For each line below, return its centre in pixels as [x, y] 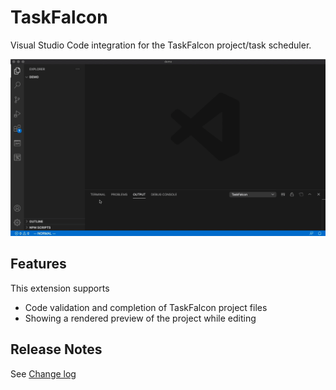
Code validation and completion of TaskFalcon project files [146, 307]
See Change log [43, 373]
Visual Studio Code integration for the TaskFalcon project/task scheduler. [161, 45]
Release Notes [56, 349]
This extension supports [60, 288]
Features [38, 264]
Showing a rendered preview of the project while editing [140, 318]
